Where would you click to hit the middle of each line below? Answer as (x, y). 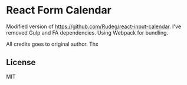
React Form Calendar (59, 10)
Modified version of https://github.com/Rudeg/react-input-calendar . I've (94, 26)
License (21, 62)
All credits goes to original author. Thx (52, 44)
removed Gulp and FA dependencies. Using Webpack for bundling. (87, 32)
